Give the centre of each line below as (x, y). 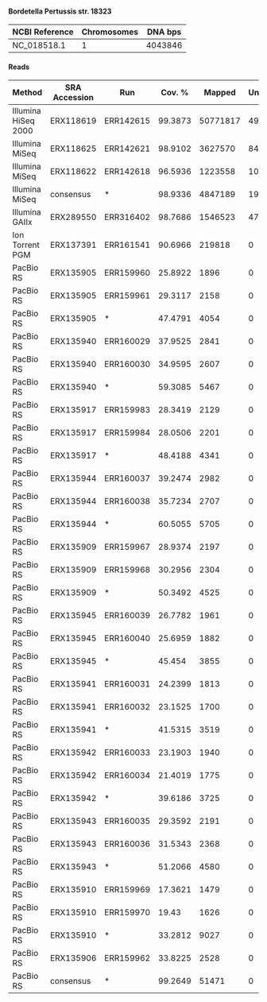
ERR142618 (128, 172)
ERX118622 (74, 172)
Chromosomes (110, 32)
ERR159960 (128, 273)
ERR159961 (128, 296)
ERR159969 (128, 890)
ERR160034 (128, 776)
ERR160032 (128, 707)
